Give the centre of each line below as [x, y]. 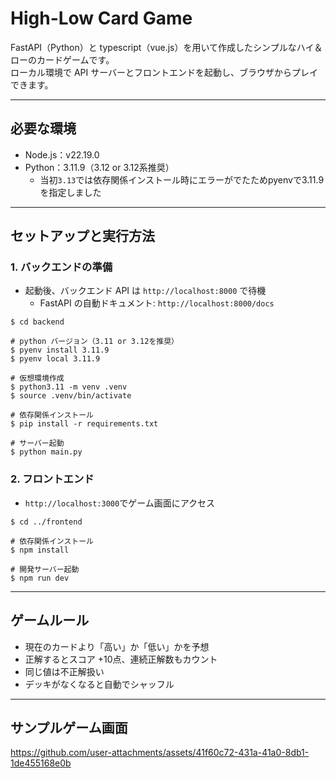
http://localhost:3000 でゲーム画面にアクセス [120, 503]
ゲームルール [50, 620]
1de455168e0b [41, 763]
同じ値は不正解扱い [64, 671]
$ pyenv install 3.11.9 [60, 350]
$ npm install [40, 550]
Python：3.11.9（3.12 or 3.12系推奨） [99, 167]
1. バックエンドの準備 [61, 267]
